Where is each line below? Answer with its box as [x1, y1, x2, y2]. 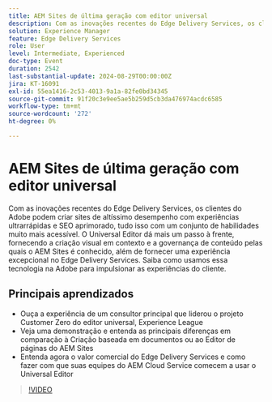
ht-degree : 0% [8, 118, 57, 126]
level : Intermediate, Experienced [8, 49, 125, 58]
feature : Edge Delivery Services [8, 34, 121, 43]
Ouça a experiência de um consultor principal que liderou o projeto [19, 309, 244, 319]
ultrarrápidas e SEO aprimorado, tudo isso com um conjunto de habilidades [8, 220, 259, 230]
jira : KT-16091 [8, 79, 60, 88]
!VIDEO [28, 384, 53, 394]
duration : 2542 [8, 65, 60, 73]
